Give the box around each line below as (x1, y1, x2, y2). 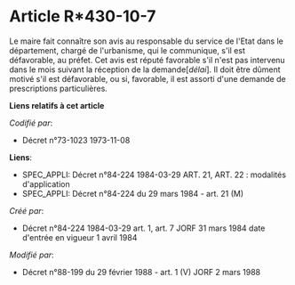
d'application (21, 178, 70, 189)
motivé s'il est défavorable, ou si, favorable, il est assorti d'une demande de (9, 73, 286, 84)
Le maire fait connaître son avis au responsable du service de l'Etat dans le (9, 36, 284, 46)
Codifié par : (9, 118, 53, 128)
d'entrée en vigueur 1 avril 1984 (21, 232, 138, 242)
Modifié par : (9, 249, 55, 260)
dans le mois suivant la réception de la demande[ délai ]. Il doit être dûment (9, 64, 282, 75)
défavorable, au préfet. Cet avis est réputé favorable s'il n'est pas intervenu (9, 54, 286, 65)
